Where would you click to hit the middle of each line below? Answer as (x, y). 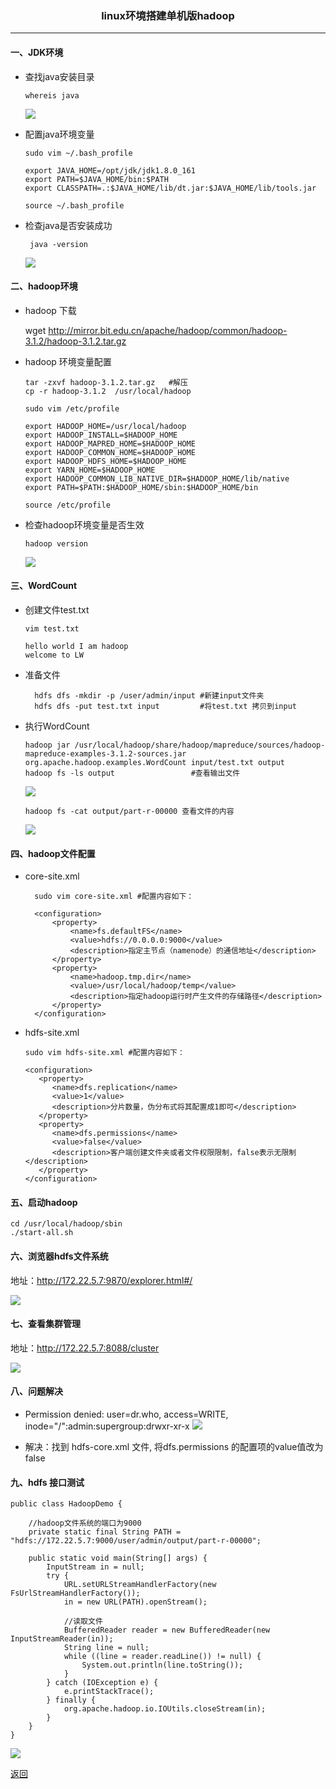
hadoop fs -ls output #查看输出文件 (132, 773)
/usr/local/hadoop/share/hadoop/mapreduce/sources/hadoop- (200, 745)
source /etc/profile (67, 505)
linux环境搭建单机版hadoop (168, 15)
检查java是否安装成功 (68, 225)
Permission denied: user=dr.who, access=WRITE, (126, 1414)
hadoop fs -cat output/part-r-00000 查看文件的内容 (129, 811)
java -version (59, 244)
